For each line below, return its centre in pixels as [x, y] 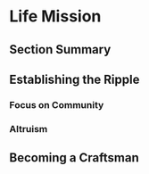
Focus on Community [57, 104]
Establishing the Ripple [74, 79]
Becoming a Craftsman [74, 158]
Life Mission [55, 17]
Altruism [29, 128]
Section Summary [60, 50]
